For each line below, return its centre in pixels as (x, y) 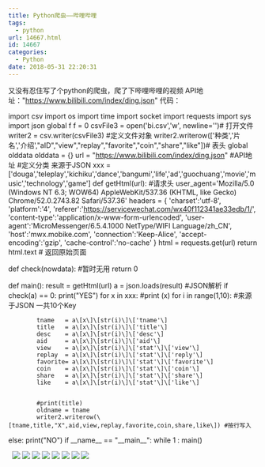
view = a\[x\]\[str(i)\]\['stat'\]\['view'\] (118, 348)
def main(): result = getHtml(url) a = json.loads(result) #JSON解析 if (118, 285)
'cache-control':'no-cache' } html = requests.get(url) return (161, 243)
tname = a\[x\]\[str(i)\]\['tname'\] (102, 320)
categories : (28, 52)
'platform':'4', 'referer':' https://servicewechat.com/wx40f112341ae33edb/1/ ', (132, 209)
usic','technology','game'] (49, 183)
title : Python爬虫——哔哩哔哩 (53, 15)
